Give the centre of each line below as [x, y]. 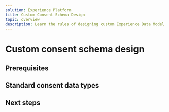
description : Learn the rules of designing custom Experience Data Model [85, 24]
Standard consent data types [52, 85]
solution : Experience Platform [38, 10]
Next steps [23, 103]
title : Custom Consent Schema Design [45, 15]
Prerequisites [27, 68]
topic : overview [22, 19]
